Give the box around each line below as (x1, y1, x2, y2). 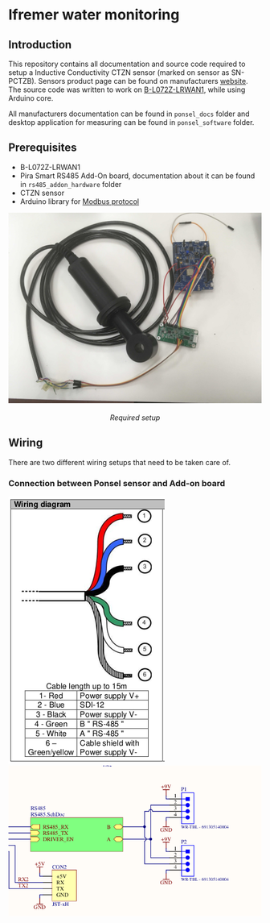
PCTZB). (8, 77, 37, 85)
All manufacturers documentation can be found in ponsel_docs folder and (8, 109, 251, 118)
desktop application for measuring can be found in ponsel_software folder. (8, 118, 255, 127)
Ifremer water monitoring (8, 6, 180, 24)
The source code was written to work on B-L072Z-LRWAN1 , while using (8, 85, 246, 94)
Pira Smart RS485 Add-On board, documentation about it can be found (19, 171, 256, 181)
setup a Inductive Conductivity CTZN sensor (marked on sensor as (8, 68, 230, 77)
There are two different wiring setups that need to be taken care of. (8, 457, 231, 467)
